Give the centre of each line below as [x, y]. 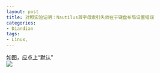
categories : [21, 23]
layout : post [23, 12]
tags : [13, 34]
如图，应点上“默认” [30, 57]
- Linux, [17, 39]
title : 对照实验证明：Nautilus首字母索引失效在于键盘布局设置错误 [80, 17]
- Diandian [20, 28]
